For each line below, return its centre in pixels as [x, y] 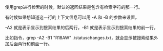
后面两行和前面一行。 [31, 44]
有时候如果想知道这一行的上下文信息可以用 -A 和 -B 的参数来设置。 [72, 17]
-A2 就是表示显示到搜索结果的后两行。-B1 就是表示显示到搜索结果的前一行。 [82, 27]
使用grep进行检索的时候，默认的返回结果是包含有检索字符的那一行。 [74, 7]
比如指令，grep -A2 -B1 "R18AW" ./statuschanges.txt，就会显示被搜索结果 [80, 38]
